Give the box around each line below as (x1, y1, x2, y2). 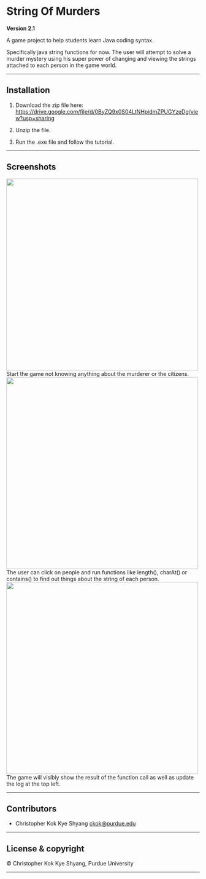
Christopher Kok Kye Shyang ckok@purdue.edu (15, 820, 136, 827)
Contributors (6, 803, 57, 814)
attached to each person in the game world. (6, 61, 117, 69)
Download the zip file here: (15, 101, 84, 109)
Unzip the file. (15, 126, 51, 133)
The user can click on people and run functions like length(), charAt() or (6, 568, 188, 576)
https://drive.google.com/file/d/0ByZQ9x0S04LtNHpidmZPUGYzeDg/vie (15, 107, 199, 115)
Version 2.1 (6, 25, 36, 32)
